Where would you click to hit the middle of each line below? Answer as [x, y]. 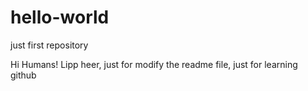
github [23, 75]
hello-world [60, 17]
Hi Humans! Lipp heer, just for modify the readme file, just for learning [154, 64]
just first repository [49, 45]
